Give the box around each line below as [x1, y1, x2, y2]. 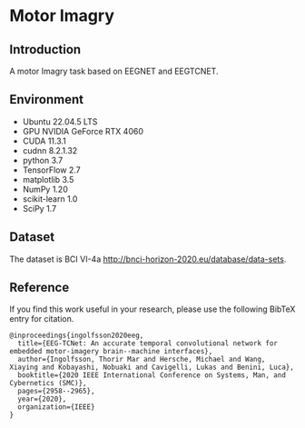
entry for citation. [9, 314, 74, 324]
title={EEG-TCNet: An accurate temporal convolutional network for [17, 339, 279, 348]
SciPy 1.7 [22, 203, 57, 214]
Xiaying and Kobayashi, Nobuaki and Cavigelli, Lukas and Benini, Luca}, [9, 363, 295, 373]
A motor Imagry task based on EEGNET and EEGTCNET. [9, 65, 219, 76]
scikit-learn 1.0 [22, 193, 78, 204]
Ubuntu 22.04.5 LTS [22, 115, 98, 127]
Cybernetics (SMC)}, [9, 379, 88, 388]
